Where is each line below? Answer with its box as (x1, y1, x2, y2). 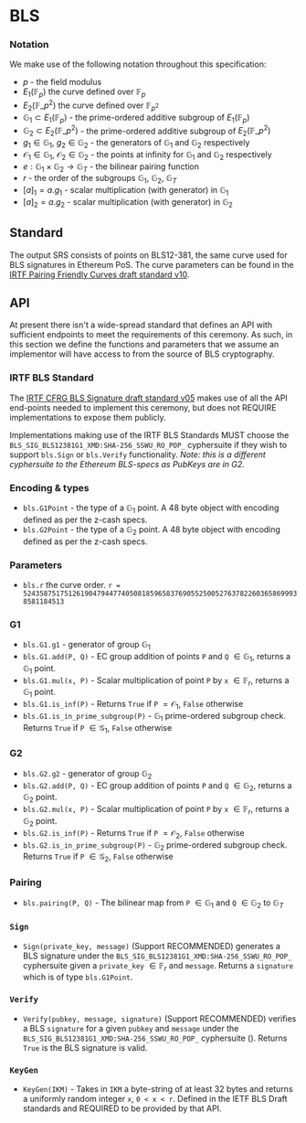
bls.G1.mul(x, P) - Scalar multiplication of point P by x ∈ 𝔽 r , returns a (22, 674, 290, 688)
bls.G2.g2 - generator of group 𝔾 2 (22, 767, 153, 781)
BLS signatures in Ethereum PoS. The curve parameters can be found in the (9, 259, 294, 270)
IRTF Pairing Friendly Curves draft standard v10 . (9, 269, 190, 280)
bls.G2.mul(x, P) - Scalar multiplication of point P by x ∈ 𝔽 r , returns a (22, 804, 290, 817)
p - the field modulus (22, 77, 102, 88)
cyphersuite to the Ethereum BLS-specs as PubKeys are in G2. (9, 458, 245, 469)
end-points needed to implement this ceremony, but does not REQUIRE (9, 401, 277, 412)
